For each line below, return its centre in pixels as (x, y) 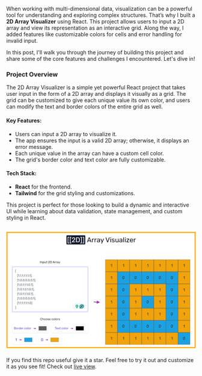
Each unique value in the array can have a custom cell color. (89, 153)
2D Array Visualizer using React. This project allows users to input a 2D (95, 21)
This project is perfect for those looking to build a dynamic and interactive (98, 205)
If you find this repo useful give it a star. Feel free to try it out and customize (100, 360)
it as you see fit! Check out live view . (51, 366)
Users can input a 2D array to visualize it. (66, 134)
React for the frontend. (43, 187)
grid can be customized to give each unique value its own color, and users (98, 100)
